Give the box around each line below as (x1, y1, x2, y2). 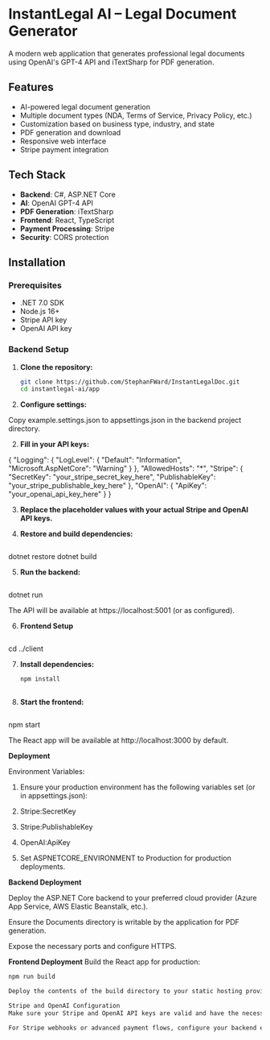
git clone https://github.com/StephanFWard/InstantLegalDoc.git (19, 378, 240, 386)
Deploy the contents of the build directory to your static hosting (8, 987, 243, 995)
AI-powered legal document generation (19, 102, 151, 111)
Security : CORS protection (19, 232, 109, 242)
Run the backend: (19, 567, 80, 577)
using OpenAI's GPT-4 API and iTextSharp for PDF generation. (8, 57, 215, 67)
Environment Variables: (8, 767, 85, 777)
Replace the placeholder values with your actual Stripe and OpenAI (19, 505, 249, 515)
